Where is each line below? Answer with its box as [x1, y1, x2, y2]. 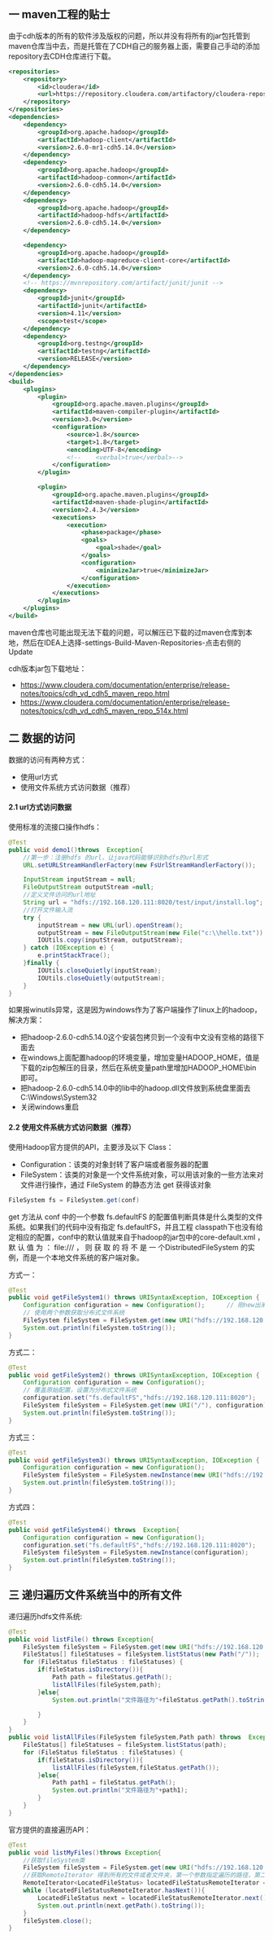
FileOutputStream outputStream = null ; [23, 883, 154, 892]
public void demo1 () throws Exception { [8, 845, 144, 854]
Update [8, 647, 34, 656]
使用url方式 [19, 772, 58, 782]
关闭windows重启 [19, 1102, 80, 1112]
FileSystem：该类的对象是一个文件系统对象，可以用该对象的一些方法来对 [19, 1170, 264, 1179]
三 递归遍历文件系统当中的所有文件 [8, 1588, 182, 1602]
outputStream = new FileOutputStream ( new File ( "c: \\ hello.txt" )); [37, 928, 267, 937]
